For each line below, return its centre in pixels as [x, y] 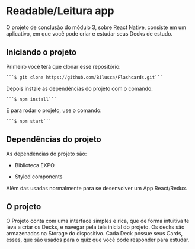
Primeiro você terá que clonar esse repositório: [63, 66]
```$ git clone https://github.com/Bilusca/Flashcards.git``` [84, 77]
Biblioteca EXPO [35, 165]
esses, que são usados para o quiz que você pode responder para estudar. [98, 240]
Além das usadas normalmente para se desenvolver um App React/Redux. [97, 188]
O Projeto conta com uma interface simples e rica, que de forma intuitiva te [98, 221]
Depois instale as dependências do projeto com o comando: [79, 88]
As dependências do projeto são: [47, 154]
